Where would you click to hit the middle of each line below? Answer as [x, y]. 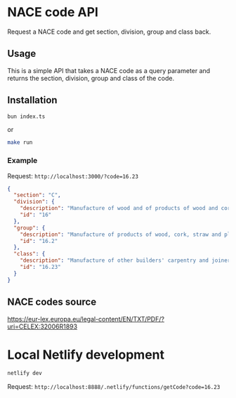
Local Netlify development [86, 354]
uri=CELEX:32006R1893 [42, 326]
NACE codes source [52, 302]
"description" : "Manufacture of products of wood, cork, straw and [120, 234]
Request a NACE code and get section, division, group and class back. [109, 32]
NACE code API [53, 12]
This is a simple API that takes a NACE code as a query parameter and [109, 70]
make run [20, 142]
